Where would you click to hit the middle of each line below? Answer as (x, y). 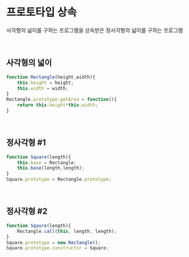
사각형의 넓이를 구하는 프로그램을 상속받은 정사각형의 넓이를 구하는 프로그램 (95, 30)
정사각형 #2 (27, 211)
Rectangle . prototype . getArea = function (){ (62, 100)
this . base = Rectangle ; (47, 163)
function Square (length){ (39, 157)
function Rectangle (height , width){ (51, 77)
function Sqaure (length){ (39, 226)
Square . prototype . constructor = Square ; (58, 248)
